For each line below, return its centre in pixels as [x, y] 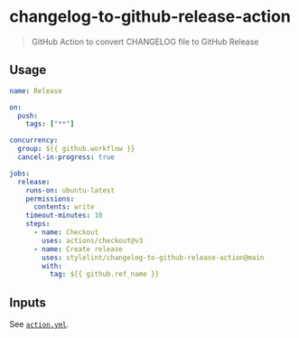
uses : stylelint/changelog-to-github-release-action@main [153, 258]
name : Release [36, 91]
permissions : [50, 199]
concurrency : [34, 141]
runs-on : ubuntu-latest [70, 190]
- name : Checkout [66, 232]
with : [52, 266]
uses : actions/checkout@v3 [93, 240]
